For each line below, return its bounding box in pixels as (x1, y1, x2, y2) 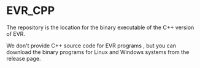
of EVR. (6, 30, 26, 37)
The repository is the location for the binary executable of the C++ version (6, 24, 194, 31)
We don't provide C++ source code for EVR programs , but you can (6, 42, 177, 49)
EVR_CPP (6, 4, 55, 18)
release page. (6, 55, 41, 62)
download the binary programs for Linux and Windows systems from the (6, 48, 190, 55)
